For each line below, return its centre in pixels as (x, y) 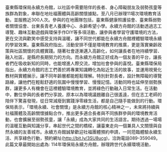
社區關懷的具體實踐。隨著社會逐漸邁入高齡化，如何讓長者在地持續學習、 (88, 51)
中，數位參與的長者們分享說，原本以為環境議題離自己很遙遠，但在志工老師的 (83, 94)
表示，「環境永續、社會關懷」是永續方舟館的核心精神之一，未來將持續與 (87, 107)
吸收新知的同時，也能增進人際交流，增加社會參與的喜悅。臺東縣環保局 (90, 63)
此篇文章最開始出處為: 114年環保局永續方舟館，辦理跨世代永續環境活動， (79, 144)
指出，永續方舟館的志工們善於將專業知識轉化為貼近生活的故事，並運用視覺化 (83, 70)
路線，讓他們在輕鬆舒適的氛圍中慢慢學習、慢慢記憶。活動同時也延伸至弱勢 (81, 82)
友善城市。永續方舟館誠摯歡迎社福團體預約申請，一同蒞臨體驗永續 (90, 132)
